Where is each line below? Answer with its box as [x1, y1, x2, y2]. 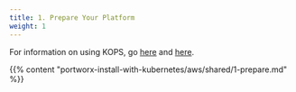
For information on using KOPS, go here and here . [9, 46, 195, 57]
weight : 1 [9, 22, 47, 31]
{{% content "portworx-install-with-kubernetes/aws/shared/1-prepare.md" [9, 64, 288, 75]
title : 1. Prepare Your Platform [9, 13, 135, 23]
